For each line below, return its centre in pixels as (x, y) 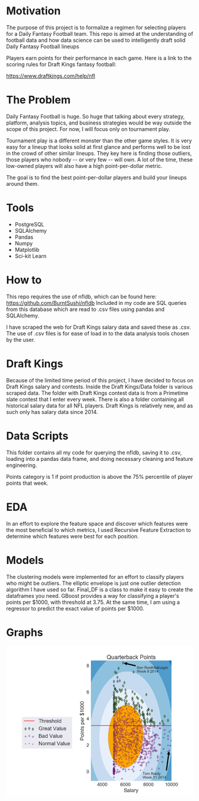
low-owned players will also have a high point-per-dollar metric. (84, 166)
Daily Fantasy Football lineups (43, 46)
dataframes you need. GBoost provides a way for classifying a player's (93, 596)
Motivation (34, 11)
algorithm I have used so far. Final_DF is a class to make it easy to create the (99, 589)
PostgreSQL (29, 224)
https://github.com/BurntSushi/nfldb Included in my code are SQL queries (97, 303)
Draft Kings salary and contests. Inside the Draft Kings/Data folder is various (99, 387)
